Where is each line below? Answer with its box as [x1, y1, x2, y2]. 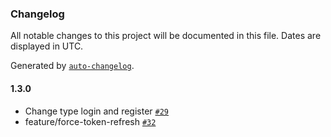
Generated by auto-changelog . [10, 60, 135, 72]
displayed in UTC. [10, 40, 84, 52]
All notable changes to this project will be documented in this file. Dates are [10, 30, 322, 42]
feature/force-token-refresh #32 [24, 115, 157, 127]
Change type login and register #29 [24, 105, 169, 117]
